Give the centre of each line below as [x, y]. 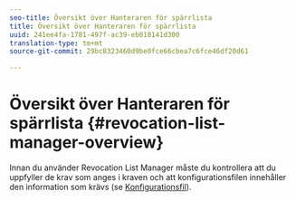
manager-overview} [87, 143]
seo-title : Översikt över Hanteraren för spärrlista [111, 18]
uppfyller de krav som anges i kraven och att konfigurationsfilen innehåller [148, 177]
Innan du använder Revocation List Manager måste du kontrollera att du [143, 167]
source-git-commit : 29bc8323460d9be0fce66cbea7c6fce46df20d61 [129, 52]
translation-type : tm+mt [56, 43]
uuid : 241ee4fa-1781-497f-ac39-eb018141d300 [95, 34]
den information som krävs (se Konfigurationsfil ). [100, 187]
